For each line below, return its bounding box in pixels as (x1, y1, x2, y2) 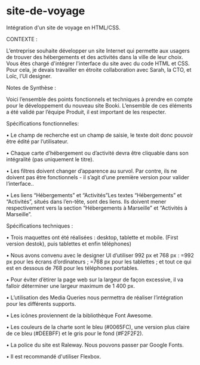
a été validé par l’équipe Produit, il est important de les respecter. (6, 108, 166, 115)
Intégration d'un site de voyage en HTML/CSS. (6, 24, 121, 31)
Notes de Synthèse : (6, 84, 57, 91)
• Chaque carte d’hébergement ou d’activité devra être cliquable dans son (6, 149, 189, 157)
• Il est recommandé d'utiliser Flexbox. (6, 352, 101, 360)
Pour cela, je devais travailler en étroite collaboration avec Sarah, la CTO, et (6, 66, 192, 73)
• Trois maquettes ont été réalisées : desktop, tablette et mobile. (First (6, 234, 179, 241)
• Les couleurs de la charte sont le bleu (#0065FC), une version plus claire (6, 323, 190, 330)
